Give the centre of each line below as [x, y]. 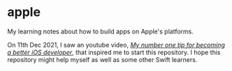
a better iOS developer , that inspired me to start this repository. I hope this [114, 52]
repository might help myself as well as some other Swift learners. [102, 59]
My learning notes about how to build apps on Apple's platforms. [100, 31]
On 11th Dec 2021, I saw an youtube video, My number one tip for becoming [116, 45]
